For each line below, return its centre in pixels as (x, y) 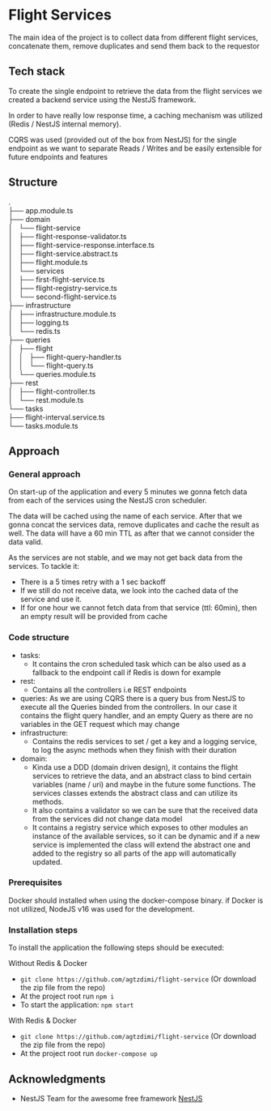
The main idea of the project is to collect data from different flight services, (133, 37)
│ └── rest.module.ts (46, 400)
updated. (47, 861)
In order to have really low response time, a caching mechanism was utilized (135, 115)
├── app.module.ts (41, 210)
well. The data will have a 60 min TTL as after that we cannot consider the (131, 533)
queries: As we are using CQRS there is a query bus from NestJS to (132, 698)
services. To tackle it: (44, 566)
